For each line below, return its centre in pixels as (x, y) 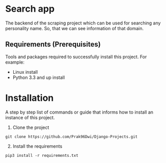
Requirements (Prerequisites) (53, 45)
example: (15, 62)
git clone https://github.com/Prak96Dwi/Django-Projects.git (72, 137)
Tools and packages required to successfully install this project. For (76, 57)
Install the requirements (37, 146)
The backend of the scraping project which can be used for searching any (83, 23)
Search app (30, 9)
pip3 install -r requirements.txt (42, 155)
